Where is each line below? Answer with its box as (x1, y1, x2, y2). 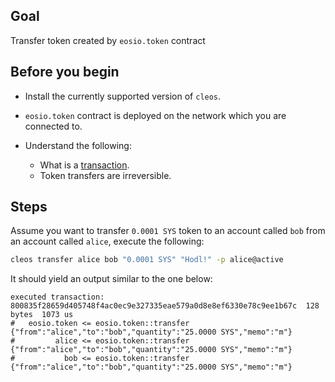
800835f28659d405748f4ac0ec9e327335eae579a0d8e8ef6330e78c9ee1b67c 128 (10, 301, 320, 311)
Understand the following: (24, 139, 132, 151)
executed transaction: (10, 292, 105, 303)
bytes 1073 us (10, 310, 74, 320)
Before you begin (10, 64, 120, 81)
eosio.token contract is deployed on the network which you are (24, 109, 287, 121)
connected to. (24, 120, 83, 132)
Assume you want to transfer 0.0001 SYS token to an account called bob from (10, 225, 326, 237)
